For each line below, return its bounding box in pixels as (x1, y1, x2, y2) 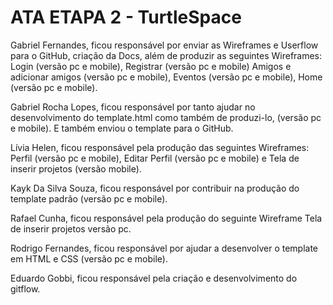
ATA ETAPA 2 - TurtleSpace (10, 6, 242, 29)
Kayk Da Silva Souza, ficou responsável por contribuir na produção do (10, 182, 300, 194)
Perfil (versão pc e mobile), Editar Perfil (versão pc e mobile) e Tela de (10, 152, 300, 164)
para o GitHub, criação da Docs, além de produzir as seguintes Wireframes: (10, 49, 323, 61)
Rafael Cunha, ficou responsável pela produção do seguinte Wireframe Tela (10, 212, 323, 224)
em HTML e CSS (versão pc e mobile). (10, 252, 169, 265)
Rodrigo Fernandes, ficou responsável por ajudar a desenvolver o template (10, 242, 319, 254)
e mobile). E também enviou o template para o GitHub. (10, 122, 234, 134)
